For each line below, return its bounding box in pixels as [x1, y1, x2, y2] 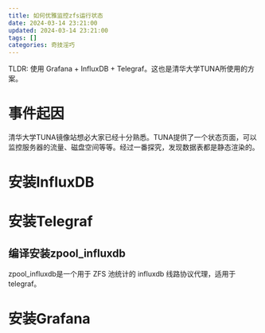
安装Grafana [8, 310, 91, 328]
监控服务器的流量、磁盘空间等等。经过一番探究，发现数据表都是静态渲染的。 [8, 142, 259, 152]
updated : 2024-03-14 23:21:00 [8, 26, 109, 34]
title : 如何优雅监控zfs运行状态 [8, 11, 103, 20]
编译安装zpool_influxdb [8, 246, 126, 260]
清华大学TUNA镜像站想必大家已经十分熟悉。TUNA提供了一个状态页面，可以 [8, 133, 257, 142]
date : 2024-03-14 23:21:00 [8, 19, 98, 27]
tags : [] [8, 33, 37, 42]
